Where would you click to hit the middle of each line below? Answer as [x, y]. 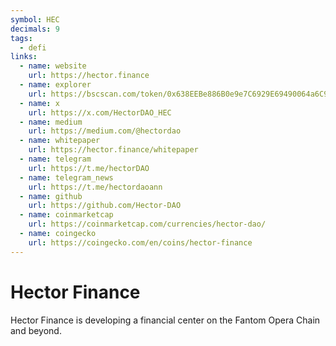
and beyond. [36, 330]
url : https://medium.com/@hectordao [105, 131]
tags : [21, 38]
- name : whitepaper [60, 141]
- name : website [53, 66]
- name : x [39, 103]
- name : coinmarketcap [66, 215]
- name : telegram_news [66, 177]
